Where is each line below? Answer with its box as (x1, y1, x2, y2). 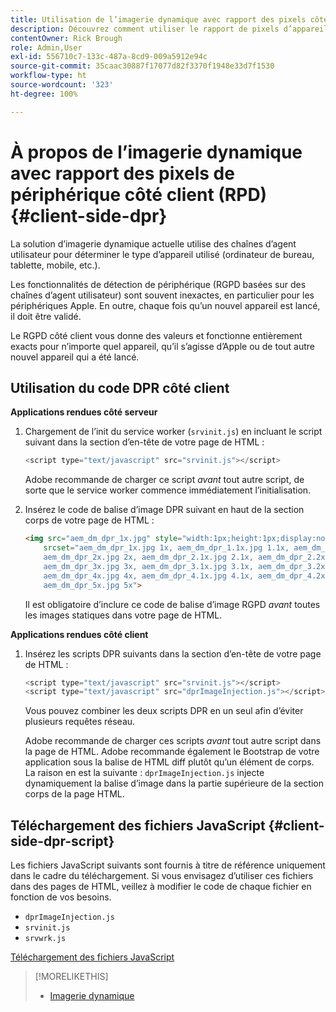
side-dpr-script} (10, 832, 115, 850)
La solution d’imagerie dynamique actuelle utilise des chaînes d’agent (10, 237, 297, 250)
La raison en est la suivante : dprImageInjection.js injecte (24, 767, 265, 779)
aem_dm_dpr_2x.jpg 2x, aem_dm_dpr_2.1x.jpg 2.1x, (43, 552, 254, 562)
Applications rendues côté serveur (10, 406, 158, 418)
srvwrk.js (24, 934, 67, 944)
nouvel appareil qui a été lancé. (10, 351, 140, 363)
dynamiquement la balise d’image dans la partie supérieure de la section (24, 777, 324, 790)
